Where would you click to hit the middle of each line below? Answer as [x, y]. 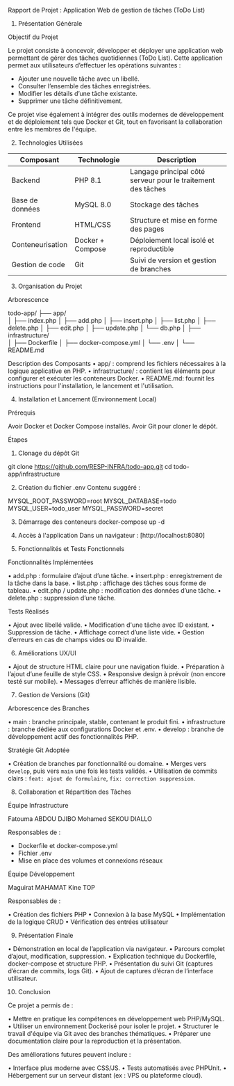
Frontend [26, 224]
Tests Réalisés [28, 611]
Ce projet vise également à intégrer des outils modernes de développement [116, 114]
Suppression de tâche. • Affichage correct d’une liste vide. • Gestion [106, 632]
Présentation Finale [45, 935]
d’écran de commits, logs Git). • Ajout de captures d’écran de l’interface [111, 971]
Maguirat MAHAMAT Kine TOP [52, 887]
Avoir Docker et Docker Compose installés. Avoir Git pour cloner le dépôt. [113, 426]
